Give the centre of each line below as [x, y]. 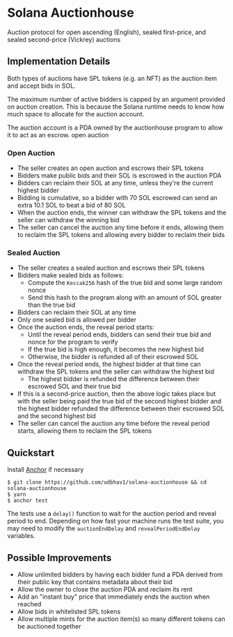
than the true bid [51, 305]
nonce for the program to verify [73, 342]
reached [29, 604]
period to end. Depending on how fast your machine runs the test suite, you [115, 521]
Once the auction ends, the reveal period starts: [86, 327]
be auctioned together [49, 626]
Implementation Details [59, 62]
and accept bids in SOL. [41, 86]
